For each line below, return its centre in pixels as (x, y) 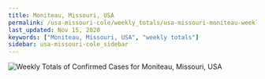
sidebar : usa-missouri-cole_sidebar (68, 45)
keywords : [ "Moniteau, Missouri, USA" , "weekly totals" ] (104, 37)
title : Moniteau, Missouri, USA (61, 15)
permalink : (26, 23)
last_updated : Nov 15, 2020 (54, 30)
